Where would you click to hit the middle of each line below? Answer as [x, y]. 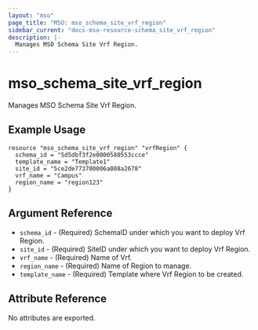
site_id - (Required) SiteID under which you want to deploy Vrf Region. [135, 249]
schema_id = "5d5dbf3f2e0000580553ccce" [82, 155]
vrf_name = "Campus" [49, 175]
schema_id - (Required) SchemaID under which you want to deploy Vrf [132, 232]
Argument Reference [60, 213]
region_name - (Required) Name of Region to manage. [105, 266]
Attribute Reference [58, 299]
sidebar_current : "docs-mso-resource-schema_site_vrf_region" [112, 30]
